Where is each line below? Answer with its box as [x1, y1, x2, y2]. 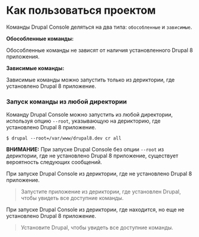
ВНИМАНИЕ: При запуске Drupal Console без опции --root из [6, 146, 164, 153]
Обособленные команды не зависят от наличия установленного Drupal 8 [6, 46, 193, 54]
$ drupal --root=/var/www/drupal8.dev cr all [6, 135, 121, 141]
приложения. [6, 53, 40, 60]
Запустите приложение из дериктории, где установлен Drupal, [20, 188, 181, 195]
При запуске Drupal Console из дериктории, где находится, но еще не [6, 206, 185, 213]
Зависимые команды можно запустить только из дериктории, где [6, 76, 175, 83]
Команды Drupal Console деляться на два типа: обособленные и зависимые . [6, 23, 192, 31]
